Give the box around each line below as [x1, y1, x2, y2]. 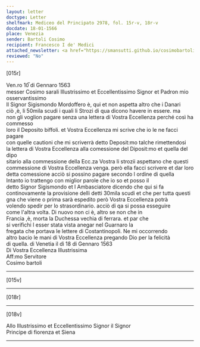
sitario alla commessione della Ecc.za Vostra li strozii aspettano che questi [6, 157, 189, 165]
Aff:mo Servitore [6, 253, 47, 260]
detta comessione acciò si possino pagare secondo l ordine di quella [6, 171, 174, 178]
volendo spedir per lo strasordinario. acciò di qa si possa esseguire [6, 202, 171, 209]
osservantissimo [6, 94, 46, 101]
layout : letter [6, 8, 44, 15]
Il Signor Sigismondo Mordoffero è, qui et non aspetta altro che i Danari [6, 101, 181, 108]
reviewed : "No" [6, 53, 44, 59]
